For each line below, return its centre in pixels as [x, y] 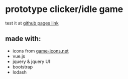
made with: [23, 39]
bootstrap [23, 66]
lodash [19, 72]
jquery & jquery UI [31, 61]
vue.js [19, 56]
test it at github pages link [32, 23]
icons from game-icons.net [40, 50]
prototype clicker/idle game [64, 9]
